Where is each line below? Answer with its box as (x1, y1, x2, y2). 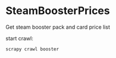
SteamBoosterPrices (5, 4, 111, 18)
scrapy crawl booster (5, 46, 59, 52)
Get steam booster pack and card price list (5, 23, 111, 30)
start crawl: (5, 35, 33, 42)
